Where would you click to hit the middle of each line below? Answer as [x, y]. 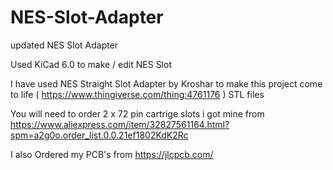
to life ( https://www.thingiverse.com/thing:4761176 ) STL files [137, 94]
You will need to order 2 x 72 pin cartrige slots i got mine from [137, 113]
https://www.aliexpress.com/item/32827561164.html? [120, 124]
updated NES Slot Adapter [64, 45]
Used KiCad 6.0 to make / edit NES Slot [91, 64]
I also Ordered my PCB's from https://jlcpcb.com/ [112, 154]
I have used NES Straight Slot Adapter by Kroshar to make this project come [166, 83]
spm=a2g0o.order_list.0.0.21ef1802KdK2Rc [99, 135]
